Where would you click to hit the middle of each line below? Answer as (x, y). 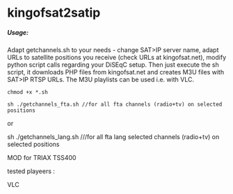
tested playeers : (31, 171)
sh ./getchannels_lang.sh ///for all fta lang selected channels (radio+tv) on (113, 137)
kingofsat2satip (54, 13)
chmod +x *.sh (28, 92)
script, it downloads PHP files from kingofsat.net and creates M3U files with (116, 72)
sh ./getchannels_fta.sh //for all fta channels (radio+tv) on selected (115, 105)
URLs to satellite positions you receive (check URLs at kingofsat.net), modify (117, 58)
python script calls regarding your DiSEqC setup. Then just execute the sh (113, 65)
